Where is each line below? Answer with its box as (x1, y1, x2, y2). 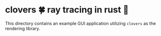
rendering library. (5, 25, 40, 31)
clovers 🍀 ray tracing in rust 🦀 (5, 4, 129, 15)
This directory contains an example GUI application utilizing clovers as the (5, 20, 156, 26)
